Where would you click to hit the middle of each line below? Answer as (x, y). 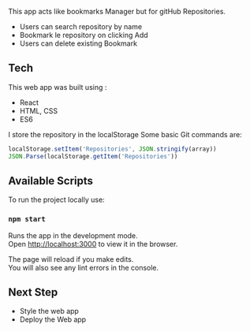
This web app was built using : (58, 87)
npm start (27, 219)
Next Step (33, 292)
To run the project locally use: (56, 200)
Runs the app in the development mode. (73, 235)
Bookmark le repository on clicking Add (84, 35)
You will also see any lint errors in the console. (84, 267)
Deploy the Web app (53, 319)
